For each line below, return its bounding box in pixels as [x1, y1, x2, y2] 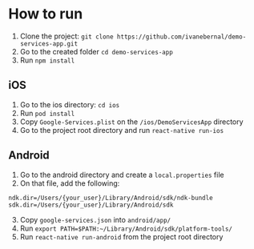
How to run [8, 5, 83, 23]
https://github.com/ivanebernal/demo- [116, 33, 247, 41]
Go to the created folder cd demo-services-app [19, 46, 174, 56]
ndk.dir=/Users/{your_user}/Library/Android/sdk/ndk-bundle [8, 194, 214, 202]
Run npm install [19, 55, 75, 65]
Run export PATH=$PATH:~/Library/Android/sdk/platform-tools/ [19, 223, 233, 233]
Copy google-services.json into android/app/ [19, 215, 171, 224]
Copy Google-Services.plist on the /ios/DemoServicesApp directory [19, 117, 244, 127]
